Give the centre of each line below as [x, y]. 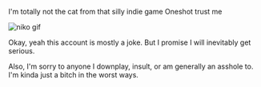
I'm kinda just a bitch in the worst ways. [73, 75]
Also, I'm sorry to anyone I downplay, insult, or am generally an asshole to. [131, 66]
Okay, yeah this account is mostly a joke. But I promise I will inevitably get [130, 42]
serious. [22, 51]
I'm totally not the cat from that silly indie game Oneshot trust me [115, 12]
